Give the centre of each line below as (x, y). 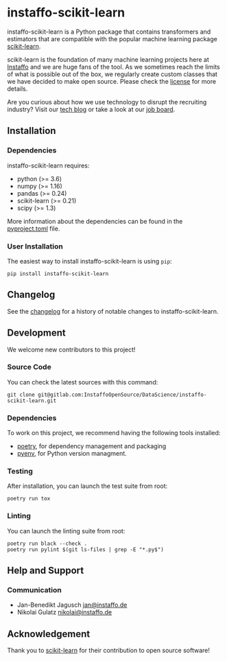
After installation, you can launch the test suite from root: (87, 486)
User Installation (35, 246)
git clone (21, 395)
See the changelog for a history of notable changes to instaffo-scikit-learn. (113, 311)
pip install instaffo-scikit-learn (58, 274)
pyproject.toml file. (34, 229)
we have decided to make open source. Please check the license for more (112, 81)
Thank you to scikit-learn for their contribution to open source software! (109, 651)
